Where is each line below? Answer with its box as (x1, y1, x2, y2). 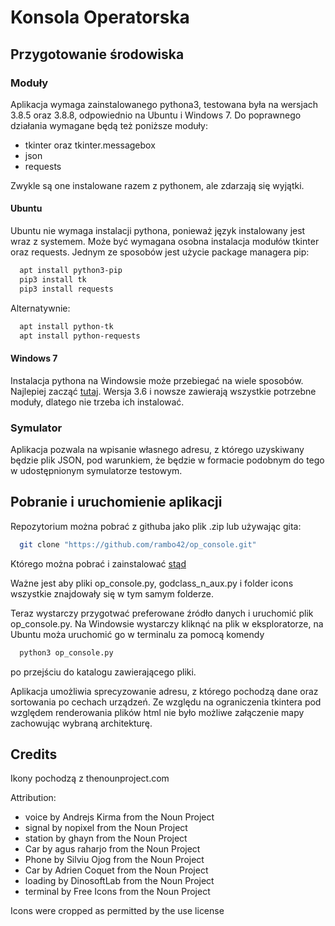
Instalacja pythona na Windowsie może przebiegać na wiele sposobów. (10, 374, 304, 386)
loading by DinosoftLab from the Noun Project (24, 875, 215, 887)
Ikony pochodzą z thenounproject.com (10, 772, 170, 785)
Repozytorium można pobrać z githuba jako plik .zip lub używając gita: (10, 520, 302, 532)
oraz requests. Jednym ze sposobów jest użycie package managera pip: (10, 246, 310, 258)
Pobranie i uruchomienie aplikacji (10, 494, 223, 511)
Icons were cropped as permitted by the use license (10, 905, 225, 917)
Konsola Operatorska (10, 6, 190, 29)
